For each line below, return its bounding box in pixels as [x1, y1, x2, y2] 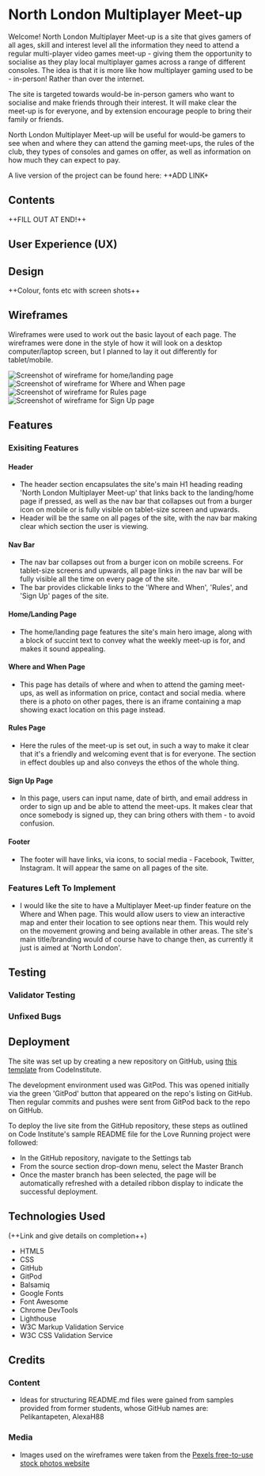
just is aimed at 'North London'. [19, 942, 122, 953]
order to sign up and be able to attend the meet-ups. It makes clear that [19, 802, 253, 811]
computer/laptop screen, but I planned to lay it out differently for [8, 347, 218, 356]
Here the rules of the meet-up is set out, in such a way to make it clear [19, 741, 249, 750]
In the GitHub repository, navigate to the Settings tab [19, 1152, 191, 1163]
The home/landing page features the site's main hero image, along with [19, 627, 252, 636]
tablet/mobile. [8, 355, 54, 364]
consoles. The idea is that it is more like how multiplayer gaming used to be [8, 65, 253, 75]
